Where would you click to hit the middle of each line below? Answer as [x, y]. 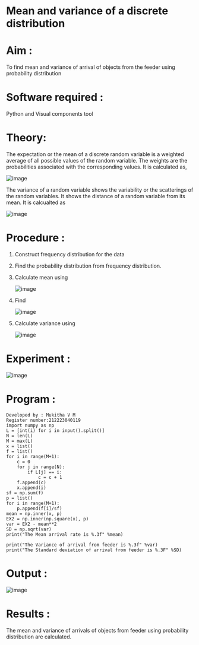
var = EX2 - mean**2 [32, 524]
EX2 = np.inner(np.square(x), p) [48, 519]
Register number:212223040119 [44, 420]
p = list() [20, 498]
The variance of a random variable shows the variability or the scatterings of [100, 190]
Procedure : [36, 238]
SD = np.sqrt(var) [29, 529]
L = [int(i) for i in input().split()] [56, 430]
